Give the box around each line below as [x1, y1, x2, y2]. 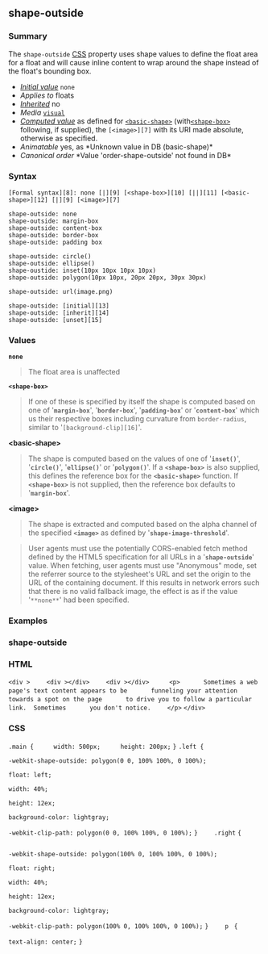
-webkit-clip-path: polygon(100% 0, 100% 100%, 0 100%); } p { [8, 922, 238, 931]
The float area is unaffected [27, 367, 121, 377]
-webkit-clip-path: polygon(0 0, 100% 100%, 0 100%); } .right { [8, 829, 241, 837]
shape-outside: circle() [8, 252, 92, 261]
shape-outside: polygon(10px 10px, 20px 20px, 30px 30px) [8, 274, 207, 282]
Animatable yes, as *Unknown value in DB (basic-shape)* [19, 141, 213, 152]
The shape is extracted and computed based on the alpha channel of [27, 520, 258, 529]
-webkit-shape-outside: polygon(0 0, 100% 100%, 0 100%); [8, 756, 207, 765]
